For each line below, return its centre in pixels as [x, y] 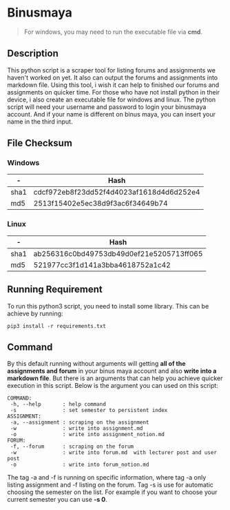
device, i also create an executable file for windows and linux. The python [112, 99]
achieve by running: [35, 313]
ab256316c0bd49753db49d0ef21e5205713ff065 [118, 253]
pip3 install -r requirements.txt [57, 326]
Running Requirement [55, 290]
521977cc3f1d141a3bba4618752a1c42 [102, 265]
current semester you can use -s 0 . [57, 500]
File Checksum [40, 143]
